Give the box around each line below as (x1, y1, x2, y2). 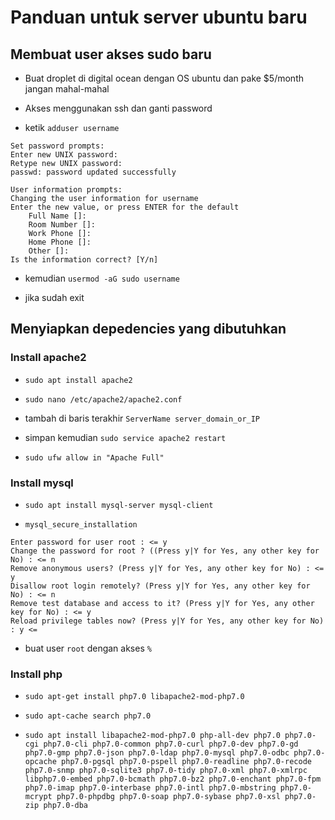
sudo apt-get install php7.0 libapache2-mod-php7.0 (24, 692, 245, 702)
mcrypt (24, 792, 53, 802)
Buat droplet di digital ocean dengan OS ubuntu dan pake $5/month (24, 72, 304, 84)
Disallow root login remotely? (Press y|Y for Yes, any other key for (10, 581, 311, 591)
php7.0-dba (43, 801, 89, 811)
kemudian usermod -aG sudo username (24, 272, 180, 284)
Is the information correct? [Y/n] (10, 255, 159, 265)
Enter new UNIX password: (10, 150, 118, 160)
